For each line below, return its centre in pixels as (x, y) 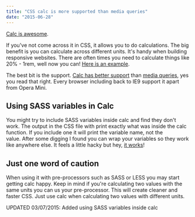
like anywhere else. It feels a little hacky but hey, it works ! (76, 145)
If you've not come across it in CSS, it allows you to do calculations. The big (97, 45)
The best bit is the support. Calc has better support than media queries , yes (97, 75)
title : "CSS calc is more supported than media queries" (77, 11)
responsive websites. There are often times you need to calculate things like (98, 57)
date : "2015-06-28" (30, 17)
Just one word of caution (53, 163)
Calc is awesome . (27, 33)
